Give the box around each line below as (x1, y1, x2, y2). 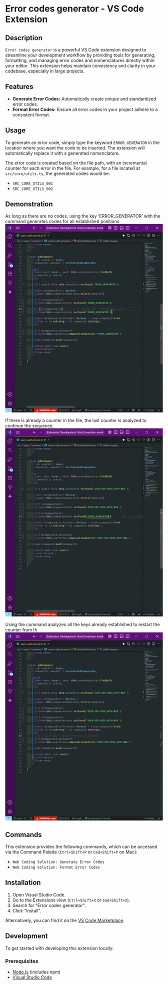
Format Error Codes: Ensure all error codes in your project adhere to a (12, 106, 158, 112)
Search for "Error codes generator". (12, 902, 86, 908)
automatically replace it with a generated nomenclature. (5, 150, 120, 156)
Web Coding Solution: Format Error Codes (12, 865, 100, 870)
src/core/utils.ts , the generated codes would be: (5, 170, 110, 176)
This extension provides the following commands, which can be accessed (5, 843, 157, 850)
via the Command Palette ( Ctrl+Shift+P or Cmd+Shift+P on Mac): (5, 849, 137, 855)
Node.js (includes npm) (12, 968, 61, 975)
